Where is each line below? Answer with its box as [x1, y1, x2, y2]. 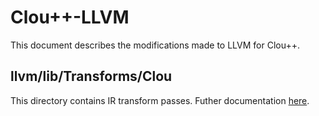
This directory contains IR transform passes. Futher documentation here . [10, 94, 310, 106]
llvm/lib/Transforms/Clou [10, 68, 173, 85]
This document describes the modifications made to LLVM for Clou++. [10, 39, 300, 51]
